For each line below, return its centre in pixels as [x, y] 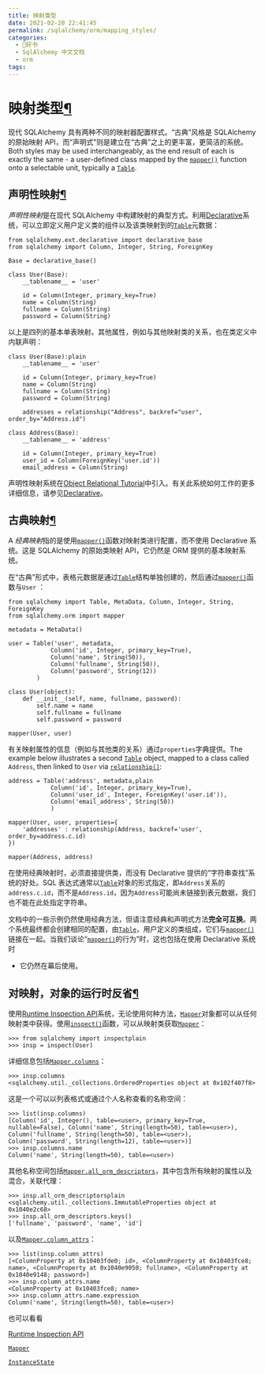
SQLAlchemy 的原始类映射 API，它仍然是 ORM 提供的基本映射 [138, 551]
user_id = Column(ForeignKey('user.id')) [91, 460]
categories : [28, 38]
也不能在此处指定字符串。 [50, 903]
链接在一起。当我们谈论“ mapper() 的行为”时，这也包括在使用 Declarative [124, 939]
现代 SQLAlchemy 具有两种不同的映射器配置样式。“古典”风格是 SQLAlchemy [132, 132]
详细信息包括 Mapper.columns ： [57, 1062]
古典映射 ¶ [32, 520]
